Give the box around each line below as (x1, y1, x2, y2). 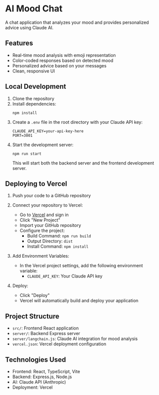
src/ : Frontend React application (12, 325, 79, 331)
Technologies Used (5, 355, 66, 364)
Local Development (5, 82, 66, 91)
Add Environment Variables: (12, 253, 69, 259)
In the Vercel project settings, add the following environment (19, 263, 143, 269)
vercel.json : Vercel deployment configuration (12, 341, 106, 347)
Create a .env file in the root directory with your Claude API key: (12, 119, 143, 125)
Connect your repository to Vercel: (12, 202, 83, 208)
